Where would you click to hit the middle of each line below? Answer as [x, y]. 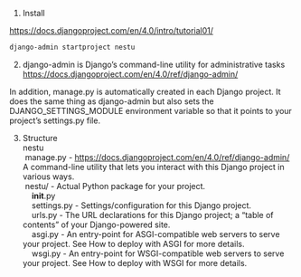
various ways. [48, 177]
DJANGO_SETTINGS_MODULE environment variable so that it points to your [150, 110]
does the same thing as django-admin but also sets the [112, 101]
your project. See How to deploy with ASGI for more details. [134, 244]
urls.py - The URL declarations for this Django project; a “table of [152, 215]
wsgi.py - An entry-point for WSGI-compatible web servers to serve [158, 253]
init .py [43, 196]
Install [33, 13]
